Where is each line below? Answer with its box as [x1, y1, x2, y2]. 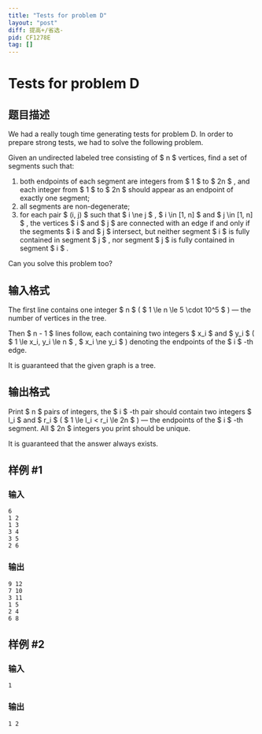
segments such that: [8, 161, 75, 171]
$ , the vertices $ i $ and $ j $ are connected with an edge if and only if [19, 218, 250, 228]
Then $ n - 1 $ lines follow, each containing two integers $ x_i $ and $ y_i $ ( [8, 328, 255, 338]
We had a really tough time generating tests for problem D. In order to [8, 129, 234, 139]
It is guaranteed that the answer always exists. [8, 439, 159, 448]
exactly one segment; [19, 194, 90, 203]
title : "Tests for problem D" [8, 11, 108, 20]
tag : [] [8, 41, 34, 49]
